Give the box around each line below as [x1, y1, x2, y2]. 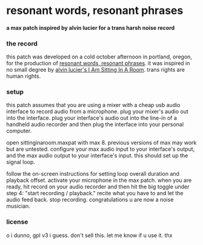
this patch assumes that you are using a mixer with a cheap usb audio [6, 102, 181, 109]
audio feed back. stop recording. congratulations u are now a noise [6, 196, 174, 204]
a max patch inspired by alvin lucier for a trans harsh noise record [6, 24, 175, 31]
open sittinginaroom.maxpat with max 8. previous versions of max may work [6, 139, 197, 147]
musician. [6, 202, 30, 210]
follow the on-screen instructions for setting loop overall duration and [6, 170, 180, 178]
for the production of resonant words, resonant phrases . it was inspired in [6, 60, 190, 67]
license [6, 218, 28, 226]
